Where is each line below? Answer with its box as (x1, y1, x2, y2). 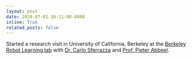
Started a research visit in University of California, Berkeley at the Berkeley (6, 40, 186, 47)
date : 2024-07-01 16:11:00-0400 (6, 14, 85, 20)
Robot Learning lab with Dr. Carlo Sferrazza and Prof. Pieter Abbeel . (6, 47, 170, 54)
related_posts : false (6, 24, 59, 31)
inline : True (6, 19, 38, 25)
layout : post (6, 8, 38, 14)
